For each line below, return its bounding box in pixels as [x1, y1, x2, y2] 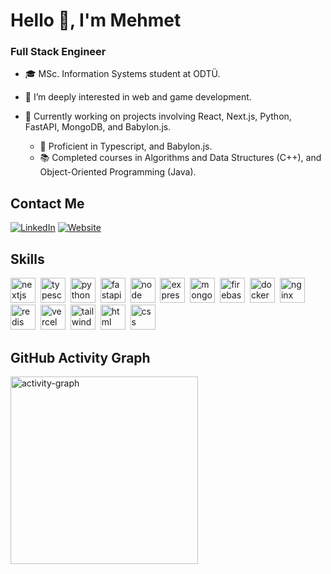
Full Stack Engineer [10, 45, 107, 59]
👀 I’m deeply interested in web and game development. [24, 91, 252, 103]
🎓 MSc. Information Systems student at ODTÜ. [24, 68, 221, 80]
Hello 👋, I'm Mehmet [10, 9, 182, 32]
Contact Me [10, 195, 85, 212]
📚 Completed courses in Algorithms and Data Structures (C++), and [39, 152, 322, 164]
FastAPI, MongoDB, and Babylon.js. [24, 121, 172, 133]
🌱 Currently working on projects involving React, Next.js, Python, [24, 110, 292, 123]
